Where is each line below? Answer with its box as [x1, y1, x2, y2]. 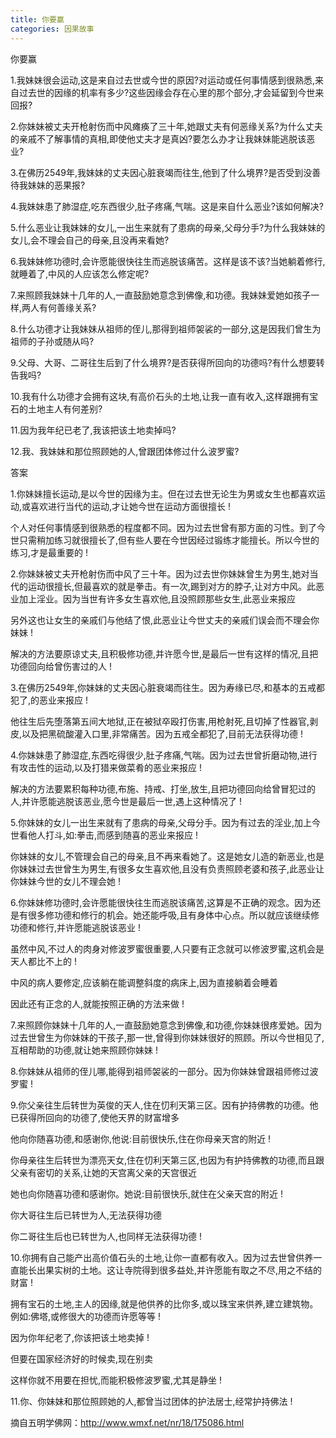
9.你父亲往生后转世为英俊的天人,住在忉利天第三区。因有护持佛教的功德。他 [10, 1099, 319, 1111]
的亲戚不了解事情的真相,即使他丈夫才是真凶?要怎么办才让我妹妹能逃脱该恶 [10, 132, 316, 145]
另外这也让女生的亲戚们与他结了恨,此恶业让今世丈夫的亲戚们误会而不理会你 [10, 614, 320, 626]
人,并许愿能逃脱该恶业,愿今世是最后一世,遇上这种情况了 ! [10, 795, 243, 807]
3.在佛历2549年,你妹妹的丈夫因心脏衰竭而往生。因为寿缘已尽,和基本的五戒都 [10, 681, 325, 693]
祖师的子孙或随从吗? [10, 335, 95, 347]
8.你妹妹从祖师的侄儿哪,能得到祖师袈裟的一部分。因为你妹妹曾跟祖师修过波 [10, 1065, 319, 1077]
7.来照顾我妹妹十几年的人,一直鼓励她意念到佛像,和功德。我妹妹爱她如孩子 [10, 289, 312, 301]
